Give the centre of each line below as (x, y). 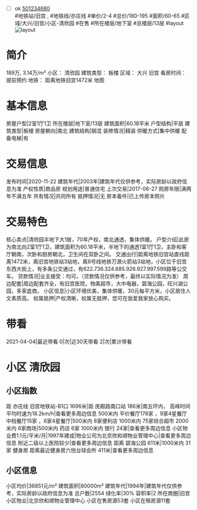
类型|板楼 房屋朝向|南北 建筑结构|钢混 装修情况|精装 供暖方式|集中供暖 (96, 130)
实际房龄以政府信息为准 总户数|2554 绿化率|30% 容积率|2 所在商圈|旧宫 (103, 493)
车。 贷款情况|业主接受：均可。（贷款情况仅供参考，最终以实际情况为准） (94, 276)
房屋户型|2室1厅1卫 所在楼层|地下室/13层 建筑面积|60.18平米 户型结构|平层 (95, 123)
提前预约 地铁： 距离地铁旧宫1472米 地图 (55, 80)
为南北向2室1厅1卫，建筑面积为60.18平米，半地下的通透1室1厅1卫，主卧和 (94, 247)
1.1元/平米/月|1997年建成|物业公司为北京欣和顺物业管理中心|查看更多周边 (103, 435)
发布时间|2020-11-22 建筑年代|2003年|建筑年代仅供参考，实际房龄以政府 (94, 181)
